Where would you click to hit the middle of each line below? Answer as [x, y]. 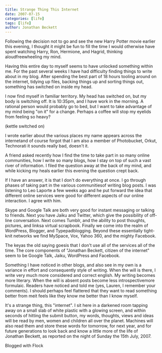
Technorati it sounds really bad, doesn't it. [47, 146]
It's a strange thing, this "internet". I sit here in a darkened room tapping [76, 305]
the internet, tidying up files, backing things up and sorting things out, [74, 82]
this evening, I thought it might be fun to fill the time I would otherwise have [80, 47]
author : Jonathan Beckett [31, 28]
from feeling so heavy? [28, 117]
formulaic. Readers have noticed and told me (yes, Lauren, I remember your [80, 286]
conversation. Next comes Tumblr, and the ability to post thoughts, [80, 221]
